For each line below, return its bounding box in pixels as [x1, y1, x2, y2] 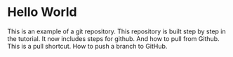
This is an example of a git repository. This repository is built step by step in [7, 27, 226, 35]
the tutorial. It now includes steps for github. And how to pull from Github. [7, 34, 220, 42]
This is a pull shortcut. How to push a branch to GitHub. [7, 42, 168, 50]
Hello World [7, 4, 77, 20]
